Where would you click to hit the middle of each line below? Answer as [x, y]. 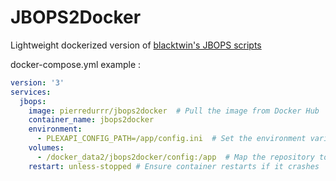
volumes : [46, 148]
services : [31, 92]
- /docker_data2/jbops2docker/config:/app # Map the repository [175, 157]
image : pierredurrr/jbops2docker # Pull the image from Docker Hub [174, 111]
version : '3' [37, 82]
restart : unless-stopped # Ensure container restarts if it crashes [174, 166]
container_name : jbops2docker [91, 120]
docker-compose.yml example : [76, 64]
